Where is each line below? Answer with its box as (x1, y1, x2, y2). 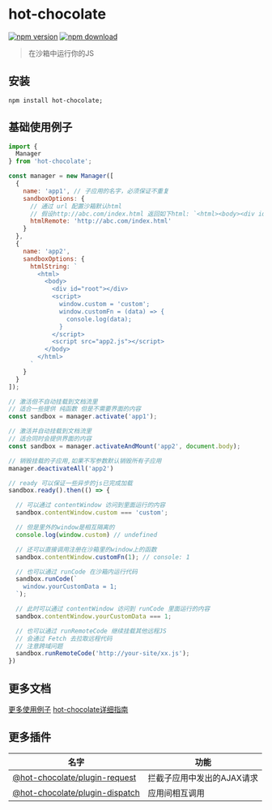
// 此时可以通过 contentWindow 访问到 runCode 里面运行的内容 (15, 605, 210, 613)
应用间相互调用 (147, 787, 205, 799)
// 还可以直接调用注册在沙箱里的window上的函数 (15, 545, 157, 553)
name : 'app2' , (23, 247, 70, 255)
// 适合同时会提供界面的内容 (8, 435, 92, 443)
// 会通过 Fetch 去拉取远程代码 (15, 634, 113, 642)
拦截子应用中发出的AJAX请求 (147, 772, 259, 783)
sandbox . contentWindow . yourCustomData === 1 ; (15, 612, 172, 620)
